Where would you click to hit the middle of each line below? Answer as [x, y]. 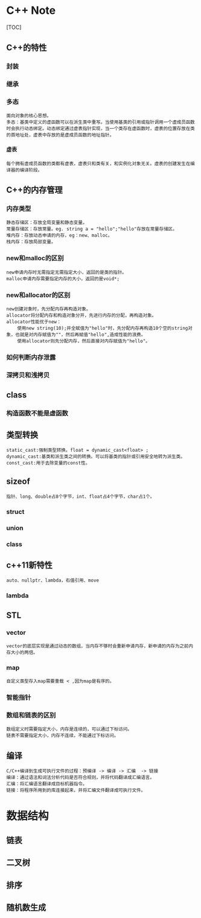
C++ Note [31, 11]
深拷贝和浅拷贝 [28, 375]
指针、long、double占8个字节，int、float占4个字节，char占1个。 [81, 496]
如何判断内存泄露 [31, 357]
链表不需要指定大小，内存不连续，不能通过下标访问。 [62, 736]
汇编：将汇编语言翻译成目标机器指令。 [47, 784]
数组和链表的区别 [31, 715]
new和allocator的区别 [38, 295]
